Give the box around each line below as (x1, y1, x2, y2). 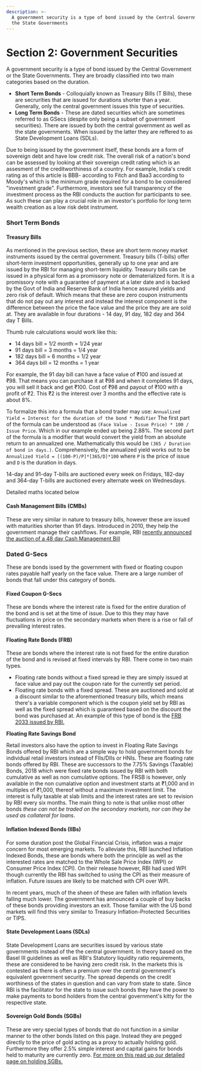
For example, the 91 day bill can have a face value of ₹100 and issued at (6, 371, 183, 378)
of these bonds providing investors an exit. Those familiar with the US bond (6, 901, 192, 909)
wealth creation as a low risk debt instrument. (6, 203, 118, 211)
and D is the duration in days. (6, 459, 78, 466)
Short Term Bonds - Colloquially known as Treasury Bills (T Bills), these (14, 90, 192, 97)
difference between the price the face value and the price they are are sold (6, 304, 191, 311)
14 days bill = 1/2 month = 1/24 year (14, 340, 103, 347)
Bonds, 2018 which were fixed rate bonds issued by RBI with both (6, 767, 168, 775)
